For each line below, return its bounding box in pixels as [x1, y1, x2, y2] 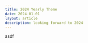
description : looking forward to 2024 [5, 20, 83, 25]
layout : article [5, 16, 38, 21]
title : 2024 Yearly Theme [5, 7, 57, 12]
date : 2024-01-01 [5, 11, 40, 16]
